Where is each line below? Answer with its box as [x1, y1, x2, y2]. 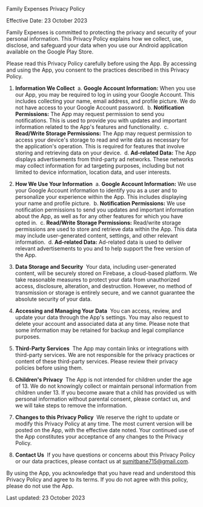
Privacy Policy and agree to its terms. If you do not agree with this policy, [6, 476, 188, 483]
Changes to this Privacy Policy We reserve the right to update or [15, 413, 180, 421]
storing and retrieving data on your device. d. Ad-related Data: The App [15, 149, 197, 156]
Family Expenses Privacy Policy [6, 5, 85, 12]
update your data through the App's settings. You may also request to [15, 314, 189, 321]
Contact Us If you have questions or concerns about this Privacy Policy [15, 451, 195, 458]
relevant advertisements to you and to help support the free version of [15, 245, 191, 252]
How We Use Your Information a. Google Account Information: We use [15, 181, 197, 187]
